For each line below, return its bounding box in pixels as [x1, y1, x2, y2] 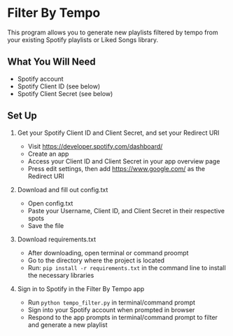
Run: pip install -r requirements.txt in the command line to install [27, 263, 226, 271]
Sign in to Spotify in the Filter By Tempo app [17, 284, 145, 293]
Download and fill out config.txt [17, 185, 108, 194]
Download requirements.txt [17, 235, 97, 243]
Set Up [7, 110, 37, 122]
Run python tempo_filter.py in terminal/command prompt [27, 298, 196, 307]
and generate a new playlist [27, 321, 108, 329]
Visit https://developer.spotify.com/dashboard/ [27, 142, 163, 150]
